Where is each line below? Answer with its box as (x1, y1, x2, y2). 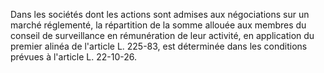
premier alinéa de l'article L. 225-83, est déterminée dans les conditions (10, 40, 308, 52)
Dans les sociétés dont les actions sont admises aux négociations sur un (10, 9, 310, 20)
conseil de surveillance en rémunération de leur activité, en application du (10, 30, 315, 41)
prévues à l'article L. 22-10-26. (10, 51, 138, 63)
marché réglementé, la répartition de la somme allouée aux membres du (10, 19, 307, 31)
